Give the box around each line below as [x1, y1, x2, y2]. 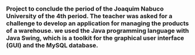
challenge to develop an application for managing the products [6, 19, 189, 27]
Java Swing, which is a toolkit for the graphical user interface [6, 34, 184, 42]
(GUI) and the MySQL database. [6, 41, 99, 49]
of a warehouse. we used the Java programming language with [6, 26, 189, 35]
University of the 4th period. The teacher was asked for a [6, 12, 173, 20]
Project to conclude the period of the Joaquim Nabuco [6, 5, 164, 13]
